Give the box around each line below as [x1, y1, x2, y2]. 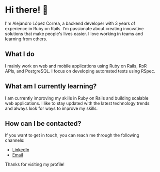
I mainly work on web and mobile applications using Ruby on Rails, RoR [5, 63, 147, 69]
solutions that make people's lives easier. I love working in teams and [5, 31, 143, 36]
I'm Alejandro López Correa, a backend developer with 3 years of [5, 20, 136, 26]
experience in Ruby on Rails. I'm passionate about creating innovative [5, 25, 144, 31]
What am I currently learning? [5, 82, 97, 90]
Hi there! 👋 [5, 4, 48, 16]
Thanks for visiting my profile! [5, 161, 64, 167]
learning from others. [5, 36, 48, 42]
